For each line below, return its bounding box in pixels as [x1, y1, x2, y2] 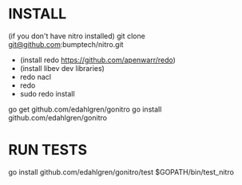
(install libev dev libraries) [19, 63, 105, 73]
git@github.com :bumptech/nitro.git [8, 39, 124, 49]
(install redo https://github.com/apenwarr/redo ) [19, 55, 176, 65]
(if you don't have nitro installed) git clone [8, 31, 145, 41]
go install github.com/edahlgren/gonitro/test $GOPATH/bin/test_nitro [8, 167, 234, 176]
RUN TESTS [8, 141, 88, 159]
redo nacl [19, 72, 52, 81]
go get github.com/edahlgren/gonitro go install [8, 104, 162, 114]
